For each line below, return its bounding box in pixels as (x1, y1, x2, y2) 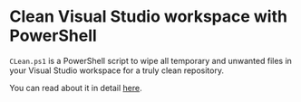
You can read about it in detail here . (9, 82, 142, 93)
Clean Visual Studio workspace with (9, 6, 288, 27)
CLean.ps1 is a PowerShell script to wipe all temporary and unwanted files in (9, 55, 293, 66)
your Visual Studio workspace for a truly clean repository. (9, 65, 225, 76)
